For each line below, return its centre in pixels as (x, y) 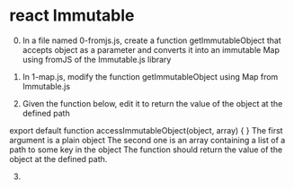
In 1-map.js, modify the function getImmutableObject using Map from (150, 76)
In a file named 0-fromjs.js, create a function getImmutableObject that (151, 40)
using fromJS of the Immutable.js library (97, 59)
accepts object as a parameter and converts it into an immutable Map (151, 49)
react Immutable (72, 16)
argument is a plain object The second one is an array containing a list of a (147, 140)
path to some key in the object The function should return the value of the (146, 150)
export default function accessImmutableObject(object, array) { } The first (146, 130)
